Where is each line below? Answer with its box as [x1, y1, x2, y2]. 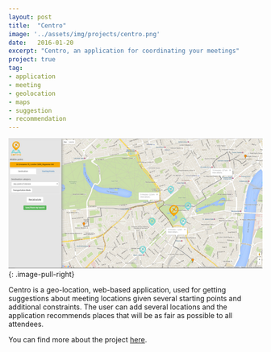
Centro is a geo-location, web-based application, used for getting [8, 285, 227, 295]
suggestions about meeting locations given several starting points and [8, 294, 242, 304]
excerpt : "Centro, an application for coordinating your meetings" [8, 47, 240, 56]
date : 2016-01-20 [8, 39, 74, 47]
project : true [8, 56, 56, 64]
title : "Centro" [8, 21, 67, 30]
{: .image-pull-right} [8, 270, 75, 280]
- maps [8, 97, 31, 106]
